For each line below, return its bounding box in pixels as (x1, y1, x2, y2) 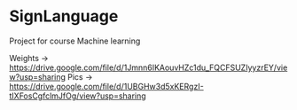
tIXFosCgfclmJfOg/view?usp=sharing (9, 90, 146, 101)
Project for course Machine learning (9, 35, 141, 46)
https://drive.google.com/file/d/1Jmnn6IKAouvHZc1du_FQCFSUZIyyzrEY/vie (9, 62, 288, 73)
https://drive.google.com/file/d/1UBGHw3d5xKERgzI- (9, 81, 204, 91)
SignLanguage (9, 6, 119, 27)
